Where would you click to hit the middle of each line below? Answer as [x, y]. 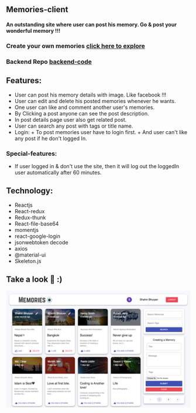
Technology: [30, 191]
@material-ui [30, 255]
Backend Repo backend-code [49, 62]
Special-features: [32, 153]
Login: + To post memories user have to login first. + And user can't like [101, 132]
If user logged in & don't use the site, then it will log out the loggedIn [97, 166]
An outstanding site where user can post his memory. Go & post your [92, 24]
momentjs [27, 230]
